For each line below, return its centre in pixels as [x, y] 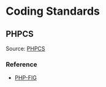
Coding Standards [53, 11]
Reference [21, 64]
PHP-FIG [26, 78]
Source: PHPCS [25, 48]
